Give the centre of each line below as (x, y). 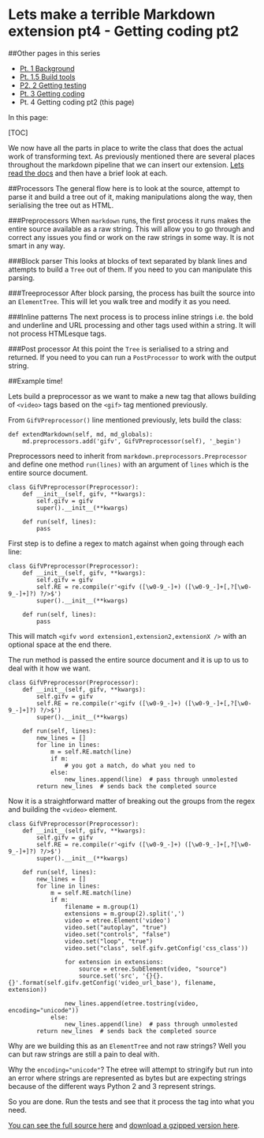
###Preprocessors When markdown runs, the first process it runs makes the (130, 220)
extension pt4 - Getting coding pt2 (123, 31)
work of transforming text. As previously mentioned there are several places (132, 156)
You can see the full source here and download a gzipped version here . (124, 1125)
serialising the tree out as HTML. (61, 205)
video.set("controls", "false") (117, 934)
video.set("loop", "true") (109, 941)
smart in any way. (37, 246)
